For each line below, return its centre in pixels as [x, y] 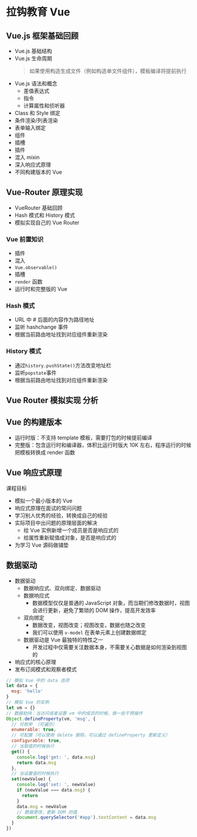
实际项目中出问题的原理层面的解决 [56, 522]
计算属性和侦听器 [44, 106]
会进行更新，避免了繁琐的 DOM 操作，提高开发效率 [94, 610]
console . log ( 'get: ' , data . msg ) [56, 757]
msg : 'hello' [27, 691]
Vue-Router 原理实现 [45, 192]
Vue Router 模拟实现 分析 [52, 400]
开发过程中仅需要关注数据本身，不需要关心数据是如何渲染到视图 [109, 647]
